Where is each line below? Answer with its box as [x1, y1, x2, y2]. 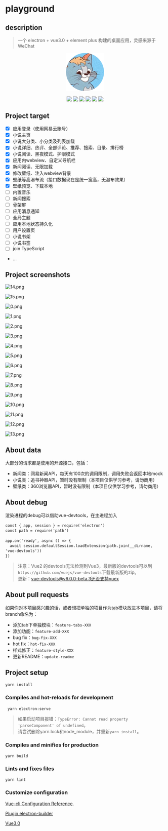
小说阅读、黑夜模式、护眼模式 [12, 151, 75, 157]
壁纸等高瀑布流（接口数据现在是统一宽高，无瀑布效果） [12, 176, 128, 182]
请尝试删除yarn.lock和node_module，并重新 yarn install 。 [17, 728, 142, 734]
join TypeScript [12, 246, 45, 252]
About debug [5, 498, 48, 507]
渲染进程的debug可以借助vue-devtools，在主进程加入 [5, 512, 117, 518]
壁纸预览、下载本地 [12, 183, 53, 189]
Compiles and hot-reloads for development [5, 694, 114, 701]
